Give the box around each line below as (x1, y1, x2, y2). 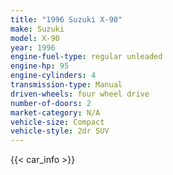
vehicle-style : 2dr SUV (10, 126, 110, 136)
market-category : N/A (10, 107, 101, 118)
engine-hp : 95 (10, 61, 70, 71)
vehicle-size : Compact (10, 117, 105, 127)
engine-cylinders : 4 (10, 71, 97, 81)
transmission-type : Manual (10, 80, 123, 90)
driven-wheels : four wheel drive (10, 89, 150, 99)
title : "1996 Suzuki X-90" (10, 14, 123, 25)
